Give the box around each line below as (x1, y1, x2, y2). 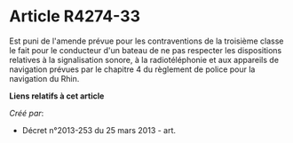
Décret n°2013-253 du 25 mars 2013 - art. (21, 124, 176, 135)
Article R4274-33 (9, 6, 140, 27)
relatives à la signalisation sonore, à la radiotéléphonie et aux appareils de (9, 54, 280, 65)
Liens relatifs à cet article (9, 91, 105, 101)
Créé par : (9, 107, 44, 118)
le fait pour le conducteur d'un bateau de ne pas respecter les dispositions (9, 44, 282, 55)
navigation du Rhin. (9, 73, 80, 83)
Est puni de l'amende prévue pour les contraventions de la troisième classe (9, 36, 284, 46)
